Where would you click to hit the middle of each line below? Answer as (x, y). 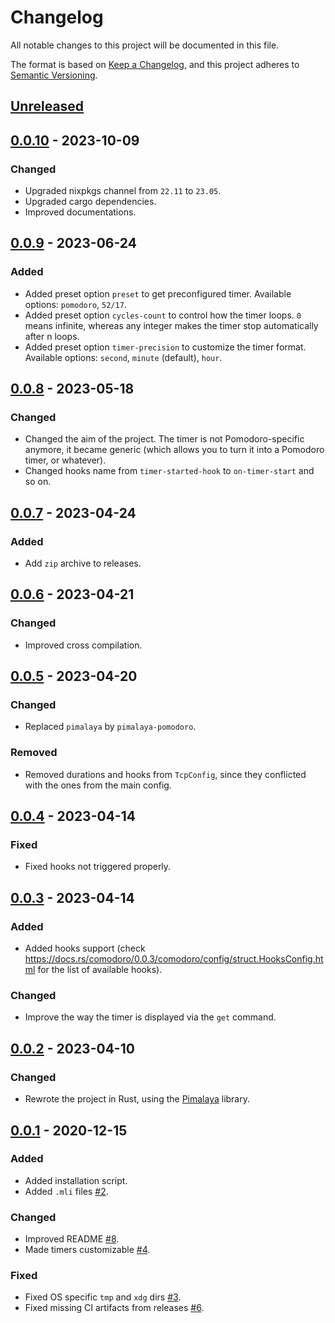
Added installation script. (76, 1180)
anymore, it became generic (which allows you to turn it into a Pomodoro (174, 450)
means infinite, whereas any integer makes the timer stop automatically (171, 325)
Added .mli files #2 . (66, 1191)
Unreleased (47, 106)
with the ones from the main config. (98, 785)
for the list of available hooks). (100, 970)
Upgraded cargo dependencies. (90, 202)
